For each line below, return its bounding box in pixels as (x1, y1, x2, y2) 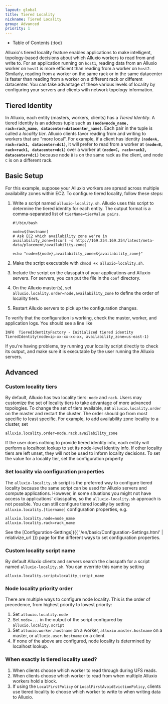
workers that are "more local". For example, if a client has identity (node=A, (5, 136, 159, 142)
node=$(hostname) (12, 229, 49, 234)
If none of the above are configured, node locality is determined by (12, 638, 151, 644)
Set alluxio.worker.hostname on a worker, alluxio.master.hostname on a (12, 627, 162, 633)
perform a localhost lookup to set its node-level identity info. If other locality (5, 445, 162, 451)
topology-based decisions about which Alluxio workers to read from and (5, 55, 154, 61)
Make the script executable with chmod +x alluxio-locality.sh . (12, 260, 144, 266)
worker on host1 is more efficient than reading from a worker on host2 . (5, 66, 151, 72)
